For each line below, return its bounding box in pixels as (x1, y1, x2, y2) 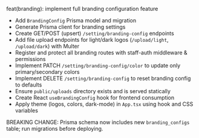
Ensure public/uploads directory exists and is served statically (15, 88, 171, 94)
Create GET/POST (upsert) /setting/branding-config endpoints (15, 30, 174, 37)
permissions (15, 56, 46, 62)
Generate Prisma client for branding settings (15, 24, 126, 30)
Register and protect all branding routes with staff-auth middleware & (15, 49, 188, 56)
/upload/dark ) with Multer (15, 42, 80, 50)
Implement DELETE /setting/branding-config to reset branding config (15, 75, 191, 82)
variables (15, 107, 38, 114)
